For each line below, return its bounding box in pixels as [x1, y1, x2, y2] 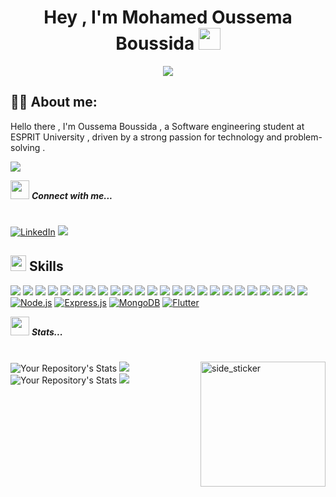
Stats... [31, 326, 63, 338]
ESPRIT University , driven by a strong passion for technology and [10, 131, 283, 143]
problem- [284, 131, 323, 143]
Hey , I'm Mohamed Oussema [43, 6, 293, 29]
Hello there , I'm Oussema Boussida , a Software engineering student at [10, 120, 305, 132]
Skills [28, 258, 64, 275]
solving [10, 141, 41, 153]
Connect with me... [31, 189, 113, 201]
